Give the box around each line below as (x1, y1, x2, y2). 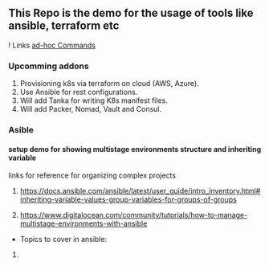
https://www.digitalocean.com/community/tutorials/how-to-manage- (19, 211, 248, 220)
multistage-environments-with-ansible (19, 219, 148, 228)
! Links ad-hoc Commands (8, 40, 96, 50)
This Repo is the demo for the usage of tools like (8, 6, 255, 20)
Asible (8, 125, 35, 136)
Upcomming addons (8, 60, 90, 72)
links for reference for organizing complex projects (8, 170, 177, 180)
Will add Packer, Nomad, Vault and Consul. (19, 104, 162, 114)
